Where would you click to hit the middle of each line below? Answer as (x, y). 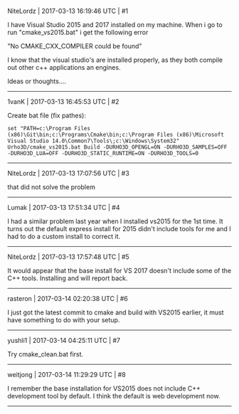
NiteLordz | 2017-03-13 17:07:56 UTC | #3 (68, 173)
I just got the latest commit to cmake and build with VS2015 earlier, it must (116, 312)
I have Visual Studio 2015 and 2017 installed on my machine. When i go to (115, 25)
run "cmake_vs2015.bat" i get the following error (78, 32)
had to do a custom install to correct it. (64, 236)
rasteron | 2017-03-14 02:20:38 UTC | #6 (68, 298)
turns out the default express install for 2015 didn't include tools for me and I (119, 229)
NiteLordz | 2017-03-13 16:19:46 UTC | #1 (68, 11)
